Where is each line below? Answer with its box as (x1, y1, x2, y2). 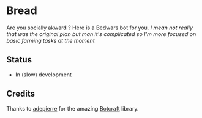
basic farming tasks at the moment (6, 37, 95, 44)
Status (6, 54, 32, 65)
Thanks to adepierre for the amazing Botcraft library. (6, 105, 139, 112)
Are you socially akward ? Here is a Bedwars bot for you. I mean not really (6, 24, 193, 31)
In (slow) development (15, 71, 72, 78)
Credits (6, 89, 36, 99)
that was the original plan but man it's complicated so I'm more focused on (6, 30, 196, 37)
